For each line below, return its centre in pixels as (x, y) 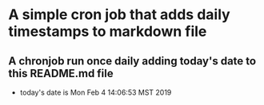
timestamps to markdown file (108, 31)
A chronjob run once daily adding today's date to (132, 61)
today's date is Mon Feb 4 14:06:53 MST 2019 (96, 92)
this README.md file (61, 73)
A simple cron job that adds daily (119, 15)
